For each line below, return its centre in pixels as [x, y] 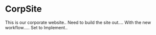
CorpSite [23, 9]
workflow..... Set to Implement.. [36, 27]
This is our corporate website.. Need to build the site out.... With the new [78, 22]
